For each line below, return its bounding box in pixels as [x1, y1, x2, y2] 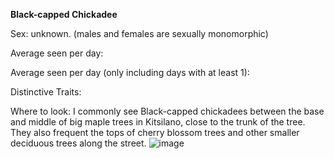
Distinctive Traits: [10, 86, 82, 98]
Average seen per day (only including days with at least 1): [10, 67, 250, 78]
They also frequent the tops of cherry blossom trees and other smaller [10, 127, 300, 138]
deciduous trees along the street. [10, 137, 147, 149]
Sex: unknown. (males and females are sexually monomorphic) [10, 28, 269, 39]
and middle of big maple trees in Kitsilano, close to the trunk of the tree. [10, 116, 306, 128]
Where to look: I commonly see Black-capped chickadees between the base [10, 105, 325, 117]
